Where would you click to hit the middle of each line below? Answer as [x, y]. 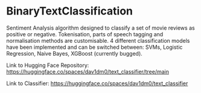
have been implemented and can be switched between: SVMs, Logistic [94, 47]
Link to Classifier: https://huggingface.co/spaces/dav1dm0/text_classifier [97, 83]
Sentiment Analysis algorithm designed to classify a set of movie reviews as [101, 28]
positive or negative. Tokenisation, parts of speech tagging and [85, 34]
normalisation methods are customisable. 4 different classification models [98, 40]
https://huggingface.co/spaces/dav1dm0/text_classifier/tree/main [88, 71]
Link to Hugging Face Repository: [48, 65]
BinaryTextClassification [69, 11]
